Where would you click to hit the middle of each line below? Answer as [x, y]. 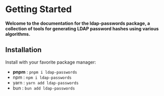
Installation [23, 50]
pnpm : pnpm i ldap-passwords [45, 72]
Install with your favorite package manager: [51, 62]
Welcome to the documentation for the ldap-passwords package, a [78, 23]
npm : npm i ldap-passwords [42, 77]
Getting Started [39, 9]
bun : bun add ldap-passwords [44, 88]
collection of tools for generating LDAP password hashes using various [82, 28]
